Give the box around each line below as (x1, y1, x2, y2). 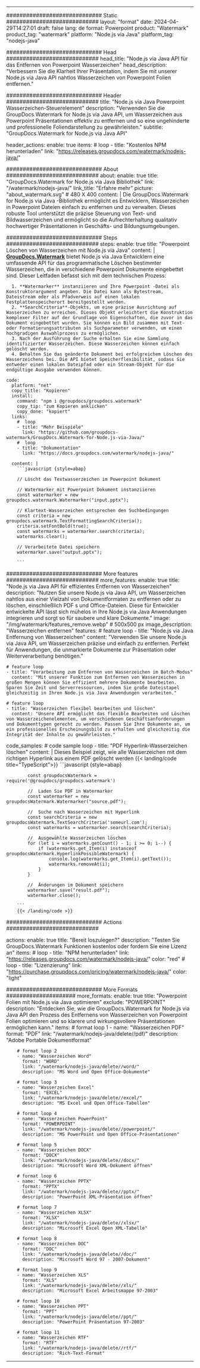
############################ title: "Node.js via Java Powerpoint (6, 98, 185, 105)
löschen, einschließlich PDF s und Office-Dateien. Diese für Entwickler (6, 602, 179, 609)
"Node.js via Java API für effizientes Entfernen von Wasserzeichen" (6, 583, 172, 590)
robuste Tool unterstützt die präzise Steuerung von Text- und (6, 210, 157, 217)
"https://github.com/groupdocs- (37, 429, 118, 435)
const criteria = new (17, 513, 70, 519)
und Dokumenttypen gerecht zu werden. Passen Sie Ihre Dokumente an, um (6, 721, 190, 727)
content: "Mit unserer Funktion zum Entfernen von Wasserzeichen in (11, 674, 185, 680)
